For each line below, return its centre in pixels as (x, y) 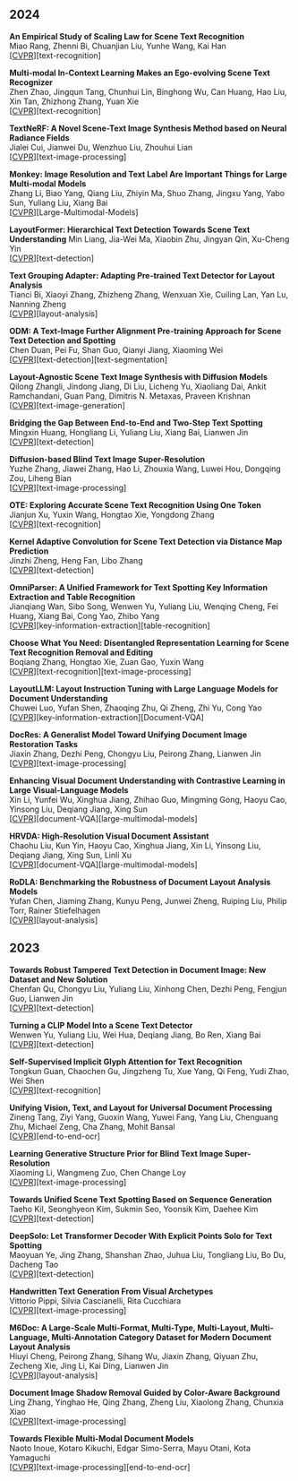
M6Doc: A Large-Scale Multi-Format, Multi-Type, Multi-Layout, (129, 1327)
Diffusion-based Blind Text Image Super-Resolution (107, 459)
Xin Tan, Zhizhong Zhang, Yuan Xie (74, 101)
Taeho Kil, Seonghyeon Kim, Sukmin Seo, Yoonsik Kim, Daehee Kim (134, 1209)
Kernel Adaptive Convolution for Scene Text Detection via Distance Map (146, 541)
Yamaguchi (30, 1457)
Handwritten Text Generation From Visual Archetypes (111, 1291)
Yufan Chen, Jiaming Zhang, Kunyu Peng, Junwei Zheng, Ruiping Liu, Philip (149, 900)
